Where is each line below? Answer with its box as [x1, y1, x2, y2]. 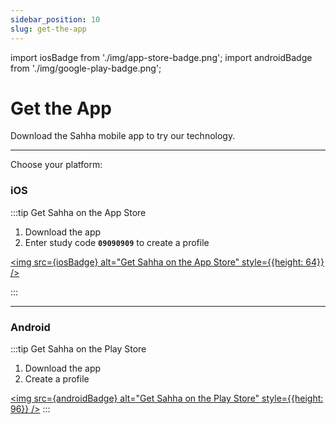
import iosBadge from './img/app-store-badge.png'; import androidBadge [10, 51, 313, 63]
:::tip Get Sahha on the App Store [10, 206, 147, 218]
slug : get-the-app [10, 24, 87, 34]
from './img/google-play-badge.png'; [10, 62, 162, 74]
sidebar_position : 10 [10, 14, 101, 25]
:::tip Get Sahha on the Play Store [10, 343, 147, 355]
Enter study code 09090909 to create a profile [24, 236, 210, 248]
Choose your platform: [10, 159, 103, 171]
